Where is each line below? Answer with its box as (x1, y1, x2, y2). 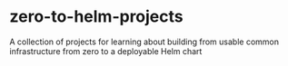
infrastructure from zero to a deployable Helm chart (9, 45, 203, 56)
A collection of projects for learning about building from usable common (9, 36, 280, 47)
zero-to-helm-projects (9, 6, 184, 27)
